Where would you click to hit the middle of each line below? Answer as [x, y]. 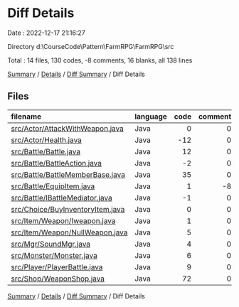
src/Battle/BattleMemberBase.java [68, 174]
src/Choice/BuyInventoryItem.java [68, 209]
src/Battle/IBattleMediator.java [62, 198]
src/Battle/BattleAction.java [56, 163]
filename [26, 117]
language [151, 117]
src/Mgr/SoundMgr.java [51, 244]
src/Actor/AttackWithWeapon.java [68, 128]
